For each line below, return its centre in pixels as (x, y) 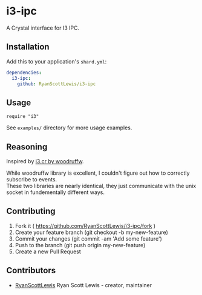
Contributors (31, 271)
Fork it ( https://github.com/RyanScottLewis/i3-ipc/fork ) (85, 225)
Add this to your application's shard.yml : (57, 61)
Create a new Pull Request (48, 251)
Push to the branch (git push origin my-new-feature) (80, 245)
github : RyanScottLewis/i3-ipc (57, 84)
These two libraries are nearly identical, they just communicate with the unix (101, 186)
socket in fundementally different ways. (55, 192)
